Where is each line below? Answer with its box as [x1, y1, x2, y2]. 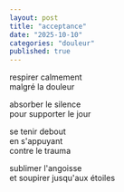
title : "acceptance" [9, 22, 88, 31]
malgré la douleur [9, 82, 75, 92]
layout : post [9, 13, 59, 23]
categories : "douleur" [9, 38, 95, 48]
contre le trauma [9, 146, 71, 157]
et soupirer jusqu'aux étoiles [9, 173, 116, 184]
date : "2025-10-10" [9, 30, 83, 39]
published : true [9, 47, 71, 56]
